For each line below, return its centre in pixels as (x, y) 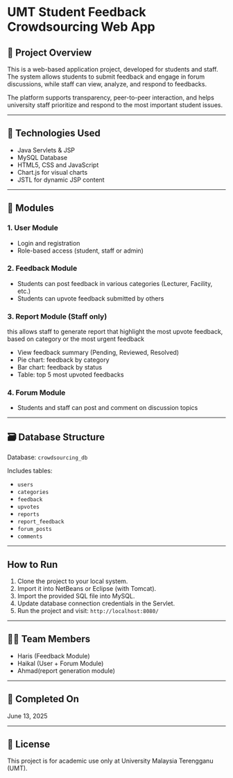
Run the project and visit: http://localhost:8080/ (88, 611)
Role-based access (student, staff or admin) (80, 251)
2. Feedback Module (42, 269)
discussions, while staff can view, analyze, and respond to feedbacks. (107, 84)
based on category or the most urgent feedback (76, 339)
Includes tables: (30, 471)
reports (28, 515)
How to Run (33, 564)
